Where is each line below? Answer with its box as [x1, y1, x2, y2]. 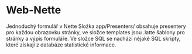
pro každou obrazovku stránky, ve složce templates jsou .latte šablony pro [6, 28, 186, 35]
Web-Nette [6, 3, 61, 17]
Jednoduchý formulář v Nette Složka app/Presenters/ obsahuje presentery [6, 23, 186, 30]
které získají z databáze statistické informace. [6, 41, 116, 48]
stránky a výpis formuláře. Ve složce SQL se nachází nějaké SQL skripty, [6, 35, 181, 42]
